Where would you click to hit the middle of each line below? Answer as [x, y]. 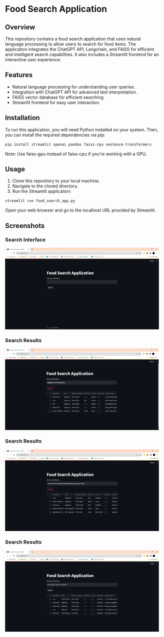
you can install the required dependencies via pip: [55, 135]
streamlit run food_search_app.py [40, 201]
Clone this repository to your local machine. [56, 181]
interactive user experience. [33, 59]
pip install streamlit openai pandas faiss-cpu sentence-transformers [78, 144]
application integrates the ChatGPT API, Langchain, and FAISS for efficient [80, 49]
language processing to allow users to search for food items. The [71, 44]
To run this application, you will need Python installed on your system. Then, [82, 130]
